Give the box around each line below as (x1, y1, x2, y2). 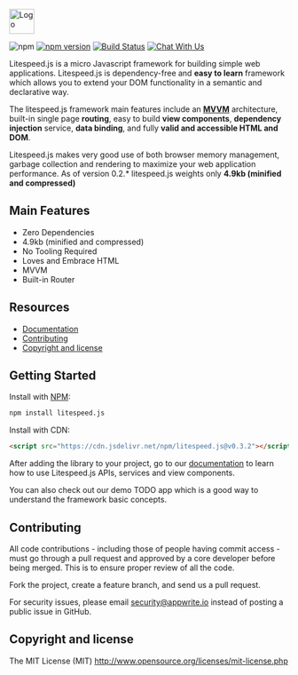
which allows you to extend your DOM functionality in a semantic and (9, 77, 263, 88)
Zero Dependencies (21, 226, 95, 237)
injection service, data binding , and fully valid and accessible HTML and (9, 123, 278, 133)
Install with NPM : (9, 392, 71, 402)
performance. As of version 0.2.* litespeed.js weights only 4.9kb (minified (9, 169, 282, 179)
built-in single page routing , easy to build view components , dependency (9, 114, 282, 123)
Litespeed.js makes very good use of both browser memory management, (9, 149, 280, 160)
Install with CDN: (9, 425, 71, 435)
